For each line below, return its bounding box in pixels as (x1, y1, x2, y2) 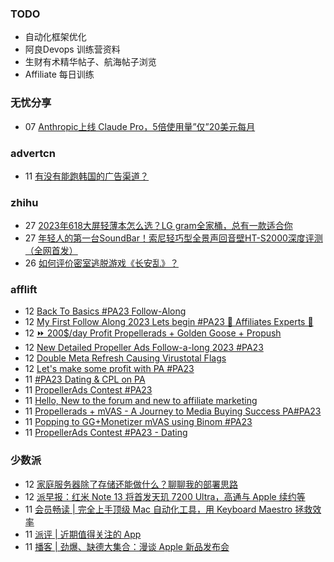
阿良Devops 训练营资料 (24, 43, 121, 56)
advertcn (10, 146, 56, 160)
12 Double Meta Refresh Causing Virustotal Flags (24, 352, 227, 364)
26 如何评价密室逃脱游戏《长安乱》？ (24, 257, 179, 269)
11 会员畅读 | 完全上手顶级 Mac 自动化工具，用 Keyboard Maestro (24, 503, 293, 515)
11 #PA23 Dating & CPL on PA (24, 373, 146, 386)
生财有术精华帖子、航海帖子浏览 (24, 56, 157, 68)
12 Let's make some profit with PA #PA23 (24, 363, 195, 375)
